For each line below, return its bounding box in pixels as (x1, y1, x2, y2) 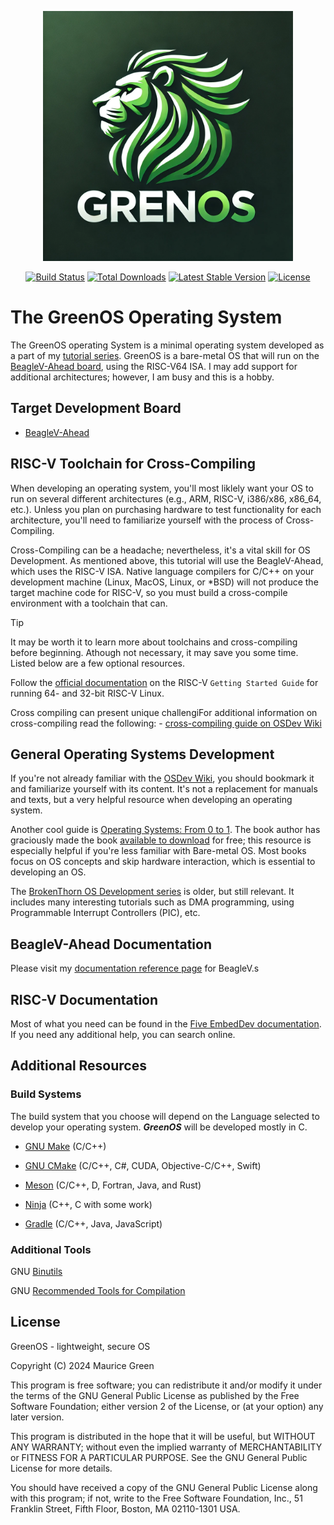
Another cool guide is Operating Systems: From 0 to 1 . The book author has (10, 824, 321, 836)
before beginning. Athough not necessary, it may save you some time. (10, 646, 299, 658)
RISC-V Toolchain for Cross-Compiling (10, 456, 257, 473)
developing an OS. (10, 866, 87, 878)
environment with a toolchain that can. (10, 597, 168, 609)
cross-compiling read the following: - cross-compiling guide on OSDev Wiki (10, 717, 322, 729)
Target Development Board (10, 400, 182, 417)
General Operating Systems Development (10, 746, 275, 763)
